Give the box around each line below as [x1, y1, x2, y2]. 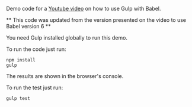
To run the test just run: [6, 84, 63, 91]
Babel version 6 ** [6, 23, 52, 30]
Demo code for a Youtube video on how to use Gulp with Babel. [6, 5, 161, 12]
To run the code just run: [6, 46, 66, 53]
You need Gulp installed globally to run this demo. [6, 34, 127, 41]
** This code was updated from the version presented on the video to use [6, 17, 187, 23]
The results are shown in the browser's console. [6, 73, 124, 79]
